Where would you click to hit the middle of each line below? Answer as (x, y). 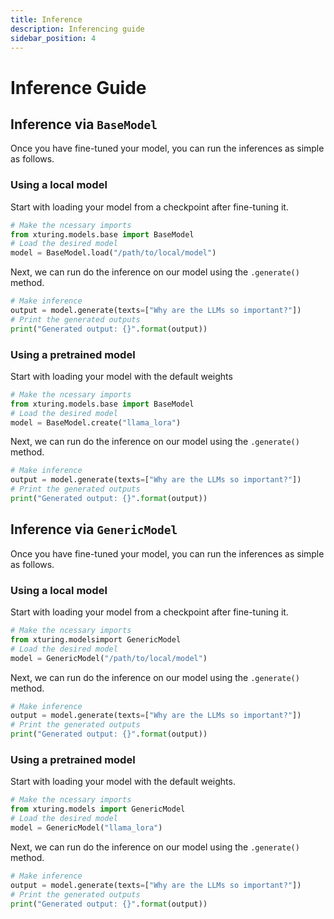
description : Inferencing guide (77, 29)
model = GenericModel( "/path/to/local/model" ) (109, 658)
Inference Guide (78, 87)
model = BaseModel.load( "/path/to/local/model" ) (113, 253)
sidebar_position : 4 (53, 38)
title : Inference (46, 19)
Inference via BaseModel (84, 124)
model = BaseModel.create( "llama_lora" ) (96, 422)
